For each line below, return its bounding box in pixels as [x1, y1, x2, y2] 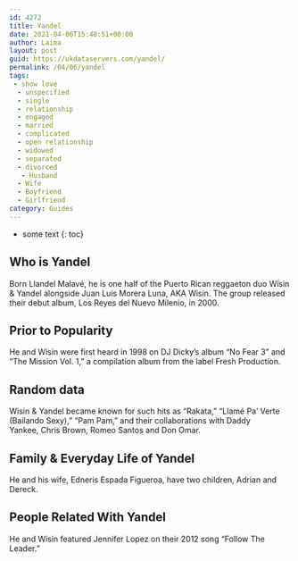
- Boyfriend [17, 188, 62, 197]
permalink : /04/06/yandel [9, 63, 105, 72]
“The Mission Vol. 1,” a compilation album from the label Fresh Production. [9, 356, 281, 367]
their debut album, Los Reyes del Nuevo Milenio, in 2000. [9, 297, 220, 308]
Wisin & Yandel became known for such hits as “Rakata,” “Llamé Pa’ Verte [9, 406, 280, 416]
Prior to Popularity [9, 322, 113, 338]
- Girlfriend [17, 196, 66, 205]
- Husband [21, 171, 58, 180]
